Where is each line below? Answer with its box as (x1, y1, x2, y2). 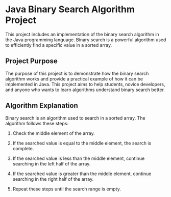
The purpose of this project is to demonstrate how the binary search (5, 70, 149, 76)
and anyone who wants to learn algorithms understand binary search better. (5, 87, 165, 93)
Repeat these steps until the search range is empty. (12, 186, 121, 192)
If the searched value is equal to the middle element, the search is (12, 140, 152, 146)
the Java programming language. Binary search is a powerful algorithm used (5, 37, 166, 43)
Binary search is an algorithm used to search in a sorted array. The (5, 115, 145, 121)
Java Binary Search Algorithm (5, 4, 135, 15)
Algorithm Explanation (5, 101, 78, 110)
